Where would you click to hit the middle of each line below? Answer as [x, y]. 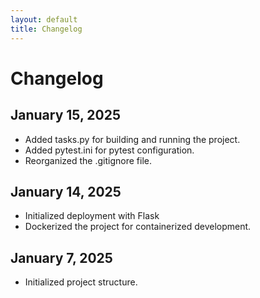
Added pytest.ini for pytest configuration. [109, 150]
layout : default [44, 19]
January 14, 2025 [66, 191]
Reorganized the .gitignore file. [88, 160]
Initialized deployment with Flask [92, 216]
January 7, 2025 [61, 257]
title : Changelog [46, 29]
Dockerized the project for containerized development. [138, 227]
